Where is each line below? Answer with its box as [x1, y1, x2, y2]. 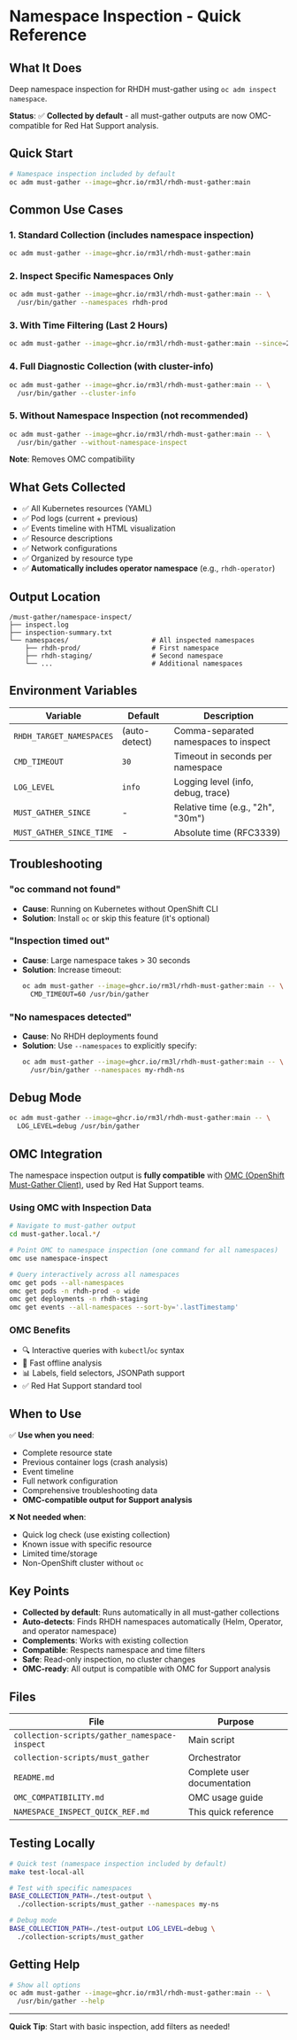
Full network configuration [21, 1475, 118, 1486]
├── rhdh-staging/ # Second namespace [25, 651, 224, 661]
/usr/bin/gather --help [17, 1997, 104, 2006]
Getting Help [9, 1957, 80, 1973]
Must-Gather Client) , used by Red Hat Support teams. [9, 1180, 205, 1190]
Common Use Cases [9, 202, 124, 217]
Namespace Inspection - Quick [9, 6, 241, 27]
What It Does [9, 60, 82, 75]
